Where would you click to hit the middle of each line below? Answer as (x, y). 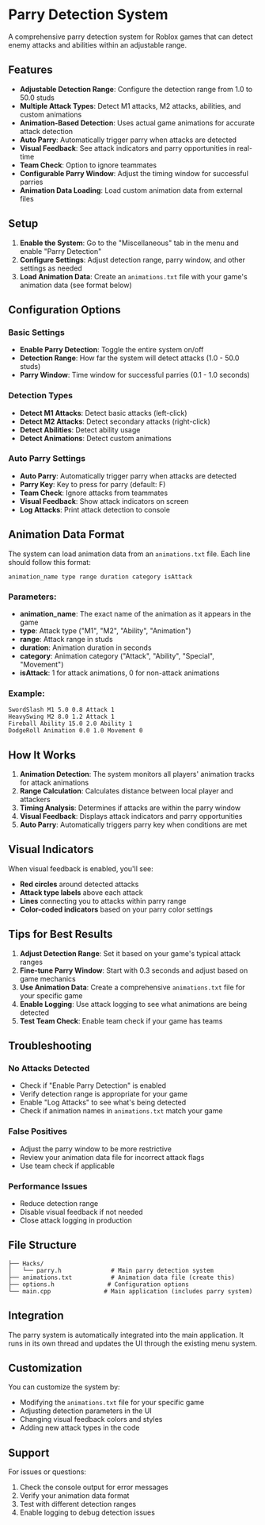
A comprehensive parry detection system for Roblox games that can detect (131, 36)
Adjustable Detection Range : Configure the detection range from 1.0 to (136, 89)
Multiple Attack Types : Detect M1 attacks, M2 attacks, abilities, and (130, 106)
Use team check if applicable (67, 1166)
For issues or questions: (47, 1472)
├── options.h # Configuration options (99, 1284)
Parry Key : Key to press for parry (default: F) (93, 484)
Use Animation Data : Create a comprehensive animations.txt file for (132, 987)
